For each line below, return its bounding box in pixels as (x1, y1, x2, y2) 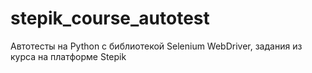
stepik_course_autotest (10, 7, 210, 30)
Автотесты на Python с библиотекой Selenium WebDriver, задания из (10, 40, 303, 52)
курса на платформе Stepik (10, 50, 127, 62)
